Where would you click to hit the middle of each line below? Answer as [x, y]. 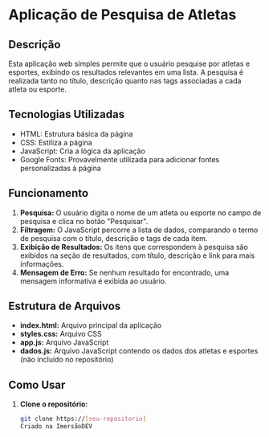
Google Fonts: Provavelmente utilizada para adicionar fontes [120, 159]
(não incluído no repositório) [67, 360]
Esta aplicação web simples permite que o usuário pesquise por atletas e [129, 63]
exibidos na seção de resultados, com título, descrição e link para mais [137, 255]
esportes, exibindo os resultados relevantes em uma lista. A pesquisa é [126, 72]
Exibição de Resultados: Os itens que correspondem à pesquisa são [134, 247]
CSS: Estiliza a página [56, 142]
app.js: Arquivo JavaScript [64, 342]
